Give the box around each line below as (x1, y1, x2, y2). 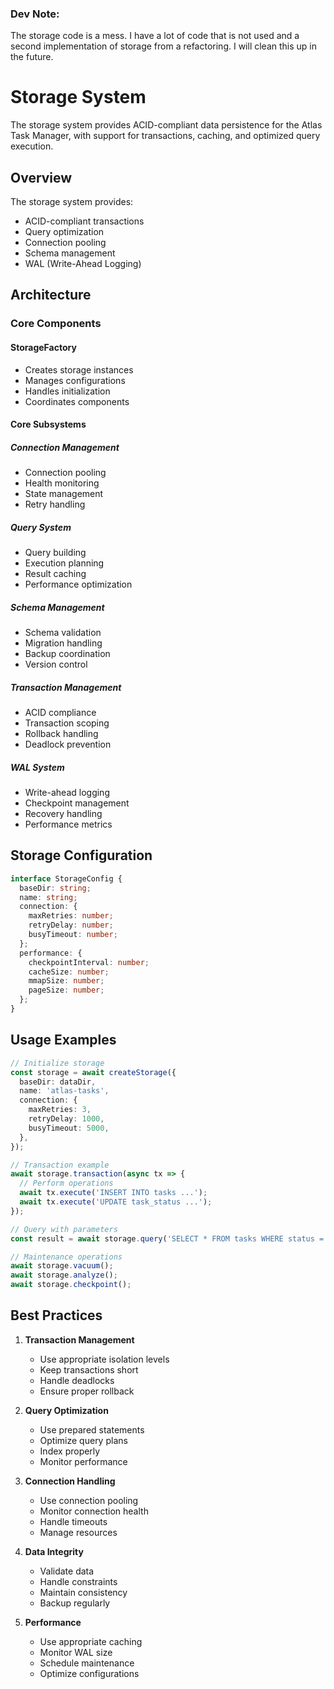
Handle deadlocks (39, 1374, 115, 1386)
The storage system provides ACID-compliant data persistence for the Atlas (10, 119, 323, 131)
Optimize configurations (39, 1667, 140, 1679)
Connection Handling (24, 1475, 116, 1487)
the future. (10, 51, 54, 63)
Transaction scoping (24, 717, 110, 729)
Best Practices (10, 1307, 103, 1324)
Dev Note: (10, 7, 60, 21)
